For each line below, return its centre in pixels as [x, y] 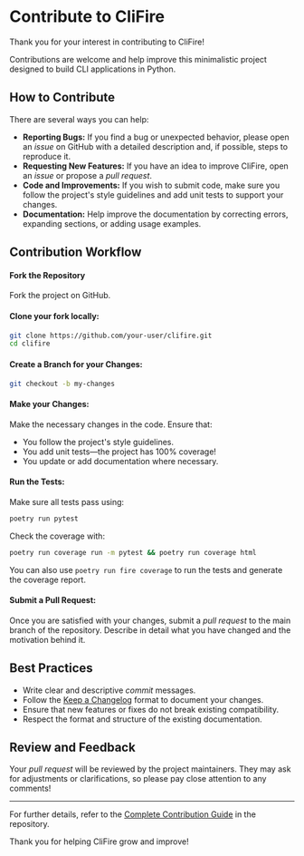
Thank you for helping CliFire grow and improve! [100, 841]
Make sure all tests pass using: [67, 501]
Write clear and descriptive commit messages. [109, 690]
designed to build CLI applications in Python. [93, 69]
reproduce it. [46, 156]
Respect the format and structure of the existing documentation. [142, 719]
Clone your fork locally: [54, 316]
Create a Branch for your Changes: [76, 364]
